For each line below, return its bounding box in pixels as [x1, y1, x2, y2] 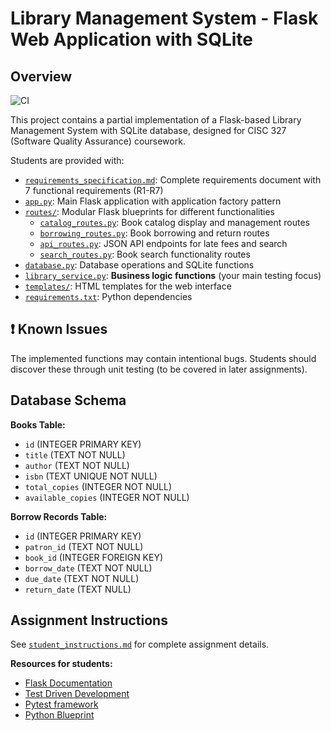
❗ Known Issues [10, 321, 108, 338]
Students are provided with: [10, 155, 125, 166]
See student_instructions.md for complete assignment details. [10, 638, 270, 651]
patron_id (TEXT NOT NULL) [24, 540, 144, 552]
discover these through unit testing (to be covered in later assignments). [10, 363, 308, 375]
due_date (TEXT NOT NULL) [24, 572, 140, 584]
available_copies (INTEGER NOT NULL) [24, 491, 190, 503]
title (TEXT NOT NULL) [24, 448, 126, 461]
